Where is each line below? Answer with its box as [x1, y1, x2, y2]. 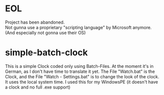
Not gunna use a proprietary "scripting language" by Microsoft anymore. [5, 24, 152, 30]
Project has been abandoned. [5, 19, 65, 25]
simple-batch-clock [5, 47, 88, 58]
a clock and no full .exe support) [5, 84, 71, 90]
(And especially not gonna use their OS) [5, 30, 86, 35]
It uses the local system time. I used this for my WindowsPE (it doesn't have [5, 79, 158, 85]
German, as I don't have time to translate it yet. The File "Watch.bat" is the [5, 68, 155, 74]
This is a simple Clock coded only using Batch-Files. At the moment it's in [5, 63, 154, 69]
